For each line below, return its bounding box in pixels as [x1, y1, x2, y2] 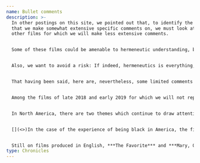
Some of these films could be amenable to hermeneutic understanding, [11, 47, 190, 53]
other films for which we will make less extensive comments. [11, 31, 169, 37]
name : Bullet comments [6, 8, 62, 15]
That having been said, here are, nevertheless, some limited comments [11, 79, 193, 84]
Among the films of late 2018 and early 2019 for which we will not [11, 95, 185, 101]
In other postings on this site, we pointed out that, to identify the [11, 20, 193, 26]
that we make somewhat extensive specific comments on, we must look [11, 25, 187, 32]
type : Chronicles [6, 148, 49, 154]
